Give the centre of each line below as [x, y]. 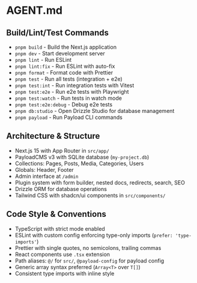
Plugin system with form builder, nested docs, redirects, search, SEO [100, 182]
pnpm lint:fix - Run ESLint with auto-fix [65, 66]
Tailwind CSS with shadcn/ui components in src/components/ [90, 195]
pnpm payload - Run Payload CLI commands [69, 117]
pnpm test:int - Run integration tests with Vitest [74, 85]
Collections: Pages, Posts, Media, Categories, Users [79, 163]
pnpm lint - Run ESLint [43, 60]
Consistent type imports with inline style [65, 273]
